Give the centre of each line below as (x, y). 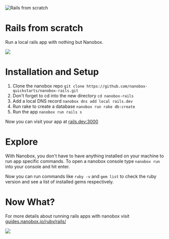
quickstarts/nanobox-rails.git (45, 91)
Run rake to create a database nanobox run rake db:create (74, 106)
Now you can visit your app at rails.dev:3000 (52, 122)
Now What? (30, 202)
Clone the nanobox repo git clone (48, 86)
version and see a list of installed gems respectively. (60, 182)
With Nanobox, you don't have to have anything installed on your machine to (84, 156)
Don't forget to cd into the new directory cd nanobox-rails (73, 95)
